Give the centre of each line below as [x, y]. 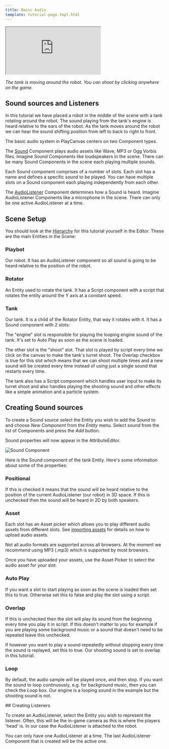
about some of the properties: [36, 465]
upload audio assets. [27, 535]
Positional [18, 478]
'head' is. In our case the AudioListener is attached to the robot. [71, 726]
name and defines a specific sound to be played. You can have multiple [79, 177]
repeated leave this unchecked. [38, 635]
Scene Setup [26, 219]
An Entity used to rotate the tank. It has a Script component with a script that [85, 290]
